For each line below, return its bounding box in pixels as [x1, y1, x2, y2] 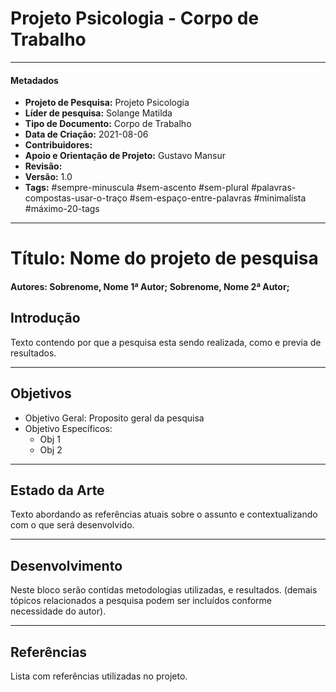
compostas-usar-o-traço [24, 192, 128, 204]
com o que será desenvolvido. [10, 519, 135, 531]
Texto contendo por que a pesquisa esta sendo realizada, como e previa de [10, 336, 322, 348]
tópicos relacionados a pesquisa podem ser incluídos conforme [10, 595, 272, 607]
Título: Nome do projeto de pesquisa [10, 247, 319, 270]
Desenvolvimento [10, 557, 123, 574]
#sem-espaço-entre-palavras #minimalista [129, 192, 307, 204]
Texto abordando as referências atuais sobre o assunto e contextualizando [10, 508, 318, 521]
